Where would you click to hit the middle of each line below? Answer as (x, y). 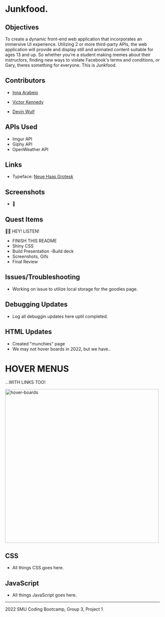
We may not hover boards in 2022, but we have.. (61, 349)
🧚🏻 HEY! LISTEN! (22, 231)
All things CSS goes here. (38, 568)
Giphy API (22, 144)
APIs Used (21, 127)
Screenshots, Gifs (30, 256)
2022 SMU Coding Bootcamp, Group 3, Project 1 (54, 609)
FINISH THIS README (34, 241)
